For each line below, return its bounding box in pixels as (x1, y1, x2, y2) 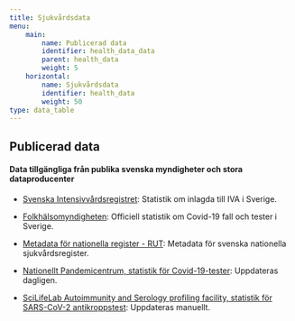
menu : (9, 22, 30, 31)
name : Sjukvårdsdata (41, 80, 119, 89)
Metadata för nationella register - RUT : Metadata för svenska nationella (22, 238, 287, 249)
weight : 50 (41, 96, 83, 106)
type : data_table (9, 105, 75, 115)
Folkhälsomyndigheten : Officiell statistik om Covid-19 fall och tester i (22, 211, 278, 222)
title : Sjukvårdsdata (9, 13, 91, 23)
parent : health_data (41, 55, 119, 64)
